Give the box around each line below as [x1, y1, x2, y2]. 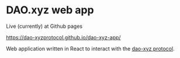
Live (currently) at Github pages [6, 23, 83, 30]
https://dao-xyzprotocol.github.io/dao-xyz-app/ [6, 34, 121, 41]
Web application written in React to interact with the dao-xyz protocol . [6, 45, 175, 52]
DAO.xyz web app [6, 3, 95, 17]
